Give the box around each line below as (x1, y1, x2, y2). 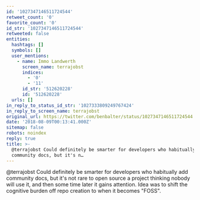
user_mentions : (11, 53, 49, 59)
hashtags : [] (11, 42, 44, 48)
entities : (6, 36, 31, 42)
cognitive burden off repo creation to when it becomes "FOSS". (6, 188, 161, 195)
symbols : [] (11, 47, 42, 53)
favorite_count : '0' (6, 20, 58, 26)
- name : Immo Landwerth (17, 58, 76, 64)
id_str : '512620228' (21, 86, 73, 92)
